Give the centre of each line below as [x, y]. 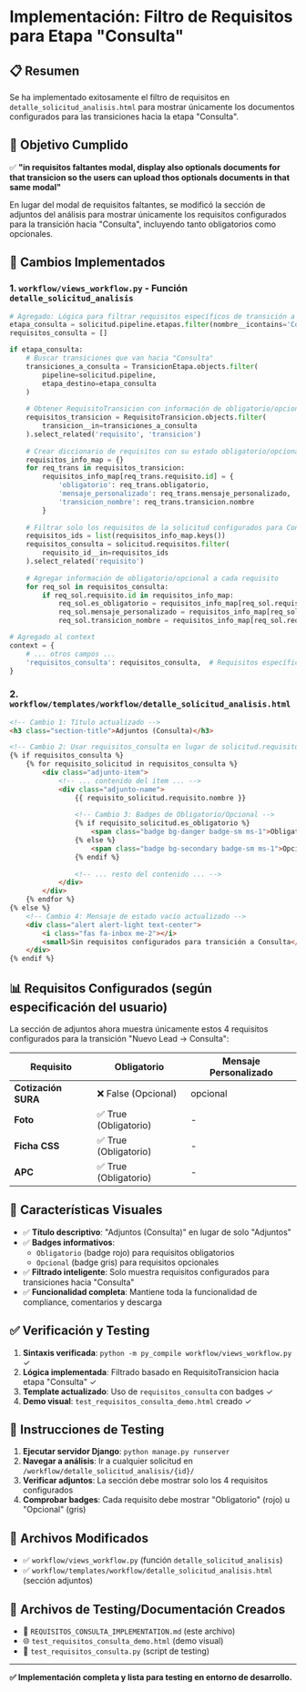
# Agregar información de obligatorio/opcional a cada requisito [153, 578]
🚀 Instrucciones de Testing [87, 1430]
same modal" [36, 187]
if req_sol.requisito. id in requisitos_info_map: [138, 595]
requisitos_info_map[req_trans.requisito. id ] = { [138, 477]
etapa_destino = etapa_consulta [99, 383]
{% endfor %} [51, 900]
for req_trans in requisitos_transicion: [105, 468]
